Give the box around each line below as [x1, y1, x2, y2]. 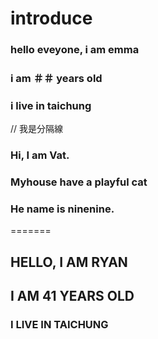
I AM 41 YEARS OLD [10, 288, 135, 305]
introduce [10, 7, 93, 30]
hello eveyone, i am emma [10, 43, 140, 57]
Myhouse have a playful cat [10, 175, 148, 189]
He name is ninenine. [10, 202, 115, 216]
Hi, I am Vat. [10, 148, 70, 162]
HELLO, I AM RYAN [10, 253, 128, 271]
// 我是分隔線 [10, 123, 64, 135]
